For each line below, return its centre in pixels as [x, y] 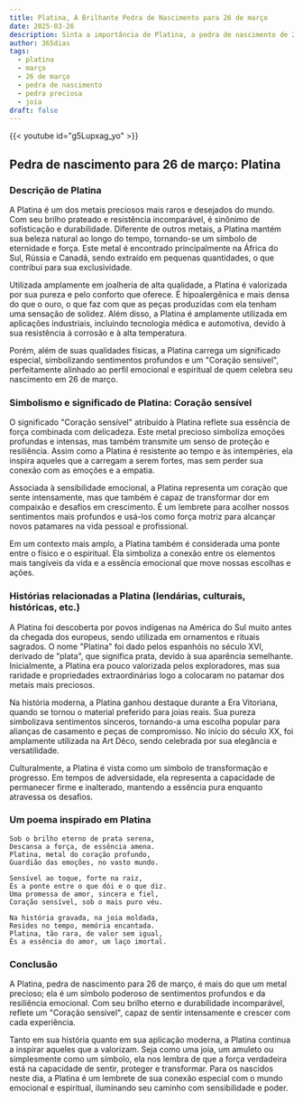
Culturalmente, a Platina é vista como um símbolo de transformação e [139, 768]
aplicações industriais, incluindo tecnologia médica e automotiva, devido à [147, 323]
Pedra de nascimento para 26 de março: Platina [145, 164]
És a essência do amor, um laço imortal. [88, 941]
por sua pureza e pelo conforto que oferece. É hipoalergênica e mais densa [150, 294]
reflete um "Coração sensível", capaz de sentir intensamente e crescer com [150, 1013]
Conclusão [34, 964]
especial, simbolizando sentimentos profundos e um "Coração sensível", [144, 360]
